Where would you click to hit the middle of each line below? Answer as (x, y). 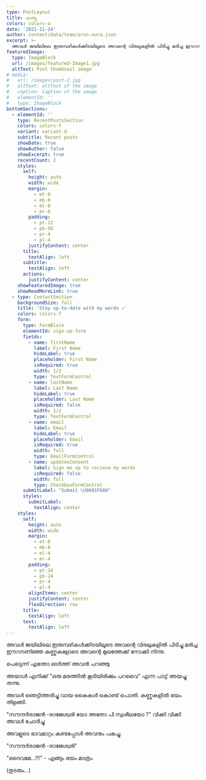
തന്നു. (13, 683)
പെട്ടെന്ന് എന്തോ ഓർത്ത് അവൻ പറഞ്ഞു (58, 664)
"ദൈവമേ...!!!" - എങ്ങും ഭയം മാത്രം (50, 758)
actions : (34, 274)
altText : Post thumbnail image (52, 69)
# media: (17, 75)
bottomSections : (27, 109)
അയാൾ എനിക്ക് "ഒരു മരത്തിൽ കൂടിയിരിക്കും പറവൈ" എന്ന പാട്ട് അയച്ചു (97, 676)
